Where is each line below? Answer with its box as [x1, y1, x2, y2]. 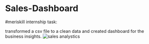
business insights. [5, 33, 42, 39]
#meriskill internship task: [5, 19, 58, 25]
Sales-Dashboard [5, 3, 78, 14]
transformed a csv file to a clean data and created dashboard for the [5, 28, 145, 34]
